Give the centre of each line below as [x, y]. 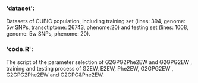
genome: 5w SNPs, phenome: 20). [48, 34]
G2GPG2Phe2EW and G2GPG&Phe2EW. [55, 75]
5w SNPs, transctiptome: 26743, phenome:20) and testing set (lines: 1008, [97, 27]
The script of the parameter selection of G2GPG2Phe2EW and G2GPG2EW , [99, 62]
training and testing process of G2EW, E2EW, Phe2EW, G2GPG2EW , [90, 68]
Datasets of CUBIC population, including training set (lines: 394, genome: [96, 21]
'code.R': [20, 49]
